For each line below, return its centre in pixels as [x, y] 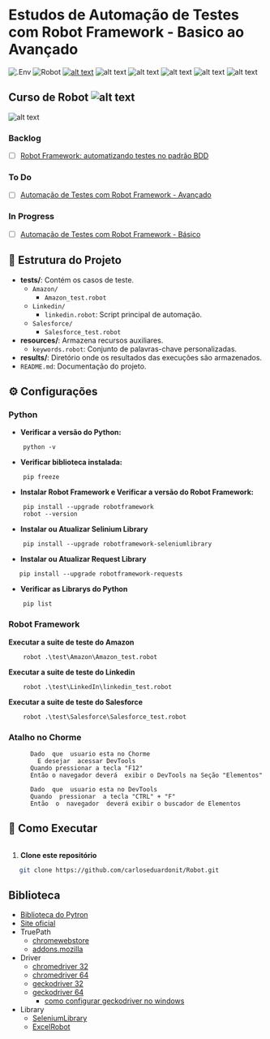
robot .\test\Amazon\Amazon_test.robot [90, 657]
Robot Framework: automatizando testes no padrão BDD [114, 156]
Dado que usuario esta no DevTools [94, 789]
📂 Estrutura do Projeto [65, 260]
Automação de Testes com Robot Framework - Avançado [116, 195]
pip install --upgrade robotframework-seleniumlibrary [118, 544]
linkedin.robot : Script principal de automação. [123, 314]
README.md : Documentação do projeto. [83, 366]
